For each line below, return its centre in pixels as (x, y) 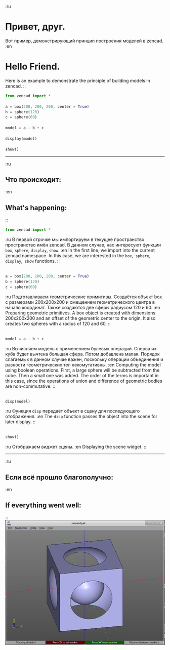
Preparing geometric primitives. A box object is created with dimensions (80, 313)
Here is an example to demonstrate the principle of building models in (78, 80)
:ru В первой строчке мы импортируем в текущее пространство (75, 239)
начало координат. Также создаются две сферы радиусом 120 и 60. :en (83, 307)
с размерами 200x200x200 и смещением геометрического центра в (80, 302)
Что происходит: (33, 179)
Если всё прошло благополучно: (59, 477)
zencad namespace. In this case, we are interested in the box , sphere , (78, 256)
